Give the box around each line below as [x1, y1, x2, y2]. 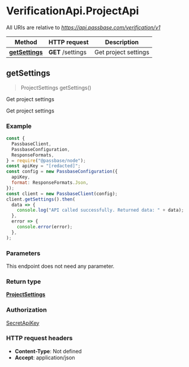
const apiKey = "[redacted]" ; [6, 163, 81, 169]
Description [105, 37, 139, 46]
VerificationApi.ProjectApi [6, 4, 139, 18]
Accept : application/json [14, 354, 75, 361]
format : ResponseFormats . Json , [11, 180, 89, 186]
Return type [6, 277, 41, 286]
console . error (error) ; [17, 224, 73, 230]
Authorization [6, 306, 47, 314]
